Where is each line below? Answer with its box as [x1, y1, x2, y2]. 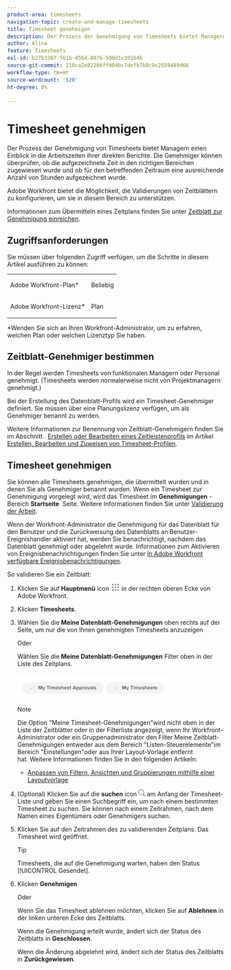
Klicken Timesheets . [16, 605, 77, 614]
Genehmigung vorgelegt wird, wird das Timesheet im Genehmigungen [7, 493, 208, 501]
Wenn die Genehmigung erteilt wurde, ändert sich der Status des [16, 927, 201, 936]
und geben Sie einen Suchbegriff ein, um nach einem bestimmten [32, 797, 219, 806]
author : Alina [7, 40, 48, 47]
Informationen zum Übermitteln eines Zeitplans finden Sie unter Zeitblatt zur [7, 207, 223, 216]
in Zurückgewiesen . [16, 955, 76, 963]
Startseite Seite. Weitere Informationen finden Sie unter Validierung [30, 499, 223, 508]
